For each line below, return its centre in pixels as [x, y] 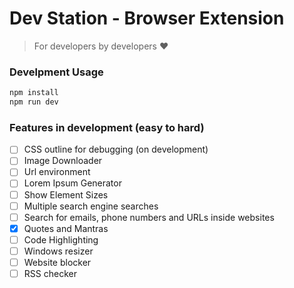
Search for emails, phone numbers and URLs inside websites [149, 217]
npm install [34, 93]
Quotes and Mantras [66, 228]
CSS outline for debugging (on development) [116, 149]
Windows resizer [58, 251]
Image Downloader [63, 161]
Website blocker [57, 262]
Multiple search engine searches [91, 206]
